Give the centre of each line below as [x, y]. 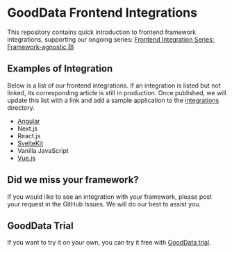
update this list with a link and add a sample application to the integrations [113, 100]
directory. [21, 107]
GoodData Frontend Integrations [102, 13]
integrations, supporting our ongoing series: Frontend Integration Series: [111, 39]
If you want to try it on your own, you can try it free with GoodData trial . [109, 243]
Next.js [27, 128]
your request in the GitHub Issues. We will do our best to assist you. [104, 204]
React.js [29, 136]
